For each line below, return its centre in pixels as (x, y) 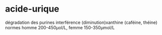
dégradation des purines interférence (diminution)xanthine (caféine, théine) (81, 22)
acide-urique (32, 9)
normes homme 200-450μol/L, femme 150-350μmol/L (60, 27)
